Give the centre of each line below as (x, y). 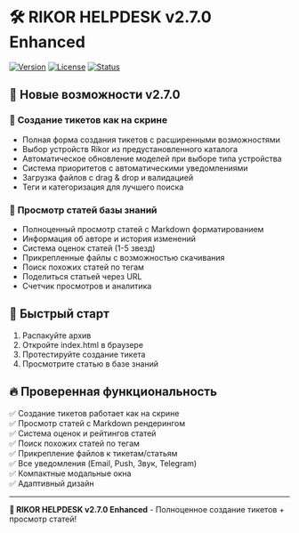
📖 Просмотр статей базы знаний (83, 210)
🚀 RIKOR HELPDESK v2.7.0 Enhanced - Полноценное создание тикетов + (147, 509)
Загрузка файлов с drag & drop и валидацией (108, 177)
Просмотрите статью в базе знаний (90, 363)
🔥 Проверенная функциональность (113, 392)
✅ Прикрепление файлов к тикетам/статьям (93, 453)
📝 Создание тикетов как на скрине (88, 120)
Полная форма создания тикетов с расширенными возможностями (151, 140)
